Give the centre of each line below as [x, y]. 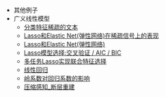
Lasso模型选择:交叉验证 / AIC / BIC [72, 53]
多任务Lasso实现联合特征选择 [65, 61]
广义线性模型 [31, 18]
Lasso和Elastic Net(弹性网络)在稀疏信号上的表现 [91, 36]
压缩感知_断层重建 [49, 87]
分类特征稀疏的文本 [51, 27]
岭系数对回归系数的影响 [57, 78]
